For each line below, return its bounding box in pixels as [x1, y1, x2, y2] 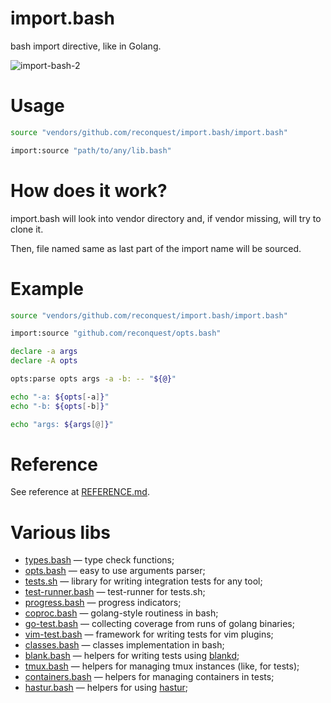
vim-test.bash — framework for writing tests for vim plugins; [24, 628, 274, 641]
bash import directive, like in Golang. [10, 40, 162, 52]
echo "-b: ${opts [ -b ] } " [10, 401, 110, 411]
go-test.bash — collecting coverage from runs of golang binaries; [24, 618, 295, 630]
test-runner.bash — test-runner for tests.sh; [24, 586, 206, 598]
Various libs [10, 521, 112, 544]
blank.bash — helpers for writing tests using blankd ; [24, 650, 240, 662]
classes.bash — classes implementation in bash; [24, 639, 225, 651]
